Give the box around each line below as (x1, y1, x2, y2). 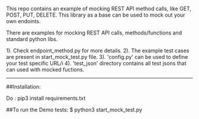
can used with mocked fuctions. (6, 66, 85, 73)
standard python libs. (6, 36, 58, 42)
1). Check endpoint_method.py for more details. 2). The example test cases (6, 47, 190, 54)
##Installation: (6, 83, 41, 90)
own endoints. (6, 18, 41, 24)
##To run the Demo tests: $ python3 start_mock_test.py (6, 107, 143, 113)
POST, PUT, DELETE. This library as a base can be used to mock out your (6, 11, 185, 18)
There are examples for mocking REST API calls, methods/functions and (6, 29, 182, 36)
